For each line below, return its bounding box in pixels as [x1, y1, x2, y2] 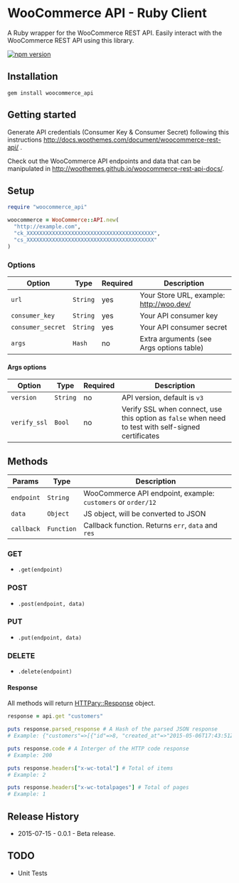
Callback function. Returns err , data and [83, 520, 218, 530]
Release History [7, 810, 80, 822]
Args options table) [139, 343, 204, 352]
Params [12, 476, 39, 486]
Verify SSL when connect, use [121, 404, 223, 414]
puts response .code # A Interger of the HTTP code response [7, 745, 190, 752]
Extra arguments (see [139, 333, 212, 343]
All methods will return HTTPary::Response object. [7, 699, 156, 708]
